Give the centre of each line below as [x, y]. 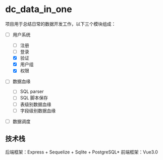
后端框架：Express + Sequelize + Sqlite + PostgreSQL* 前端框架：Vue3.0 [82, 152]
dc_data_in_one [39, 9]
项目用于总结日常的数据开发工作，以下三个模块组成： [61, 24]
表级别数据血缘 [36, 104]
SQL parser [32, 91]
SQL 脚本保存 [34, 98]
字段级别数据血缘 [38, 111]
